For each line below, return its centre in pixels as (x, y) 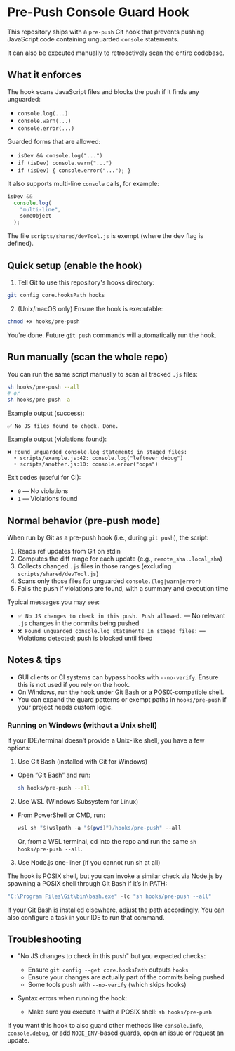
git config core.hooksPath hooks (56, 295)
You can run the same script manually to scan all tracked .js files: (102, 374)
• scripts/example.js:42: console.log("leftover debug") (99, 458)
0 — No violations (43, 491)
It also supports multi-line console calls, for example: (83, 183)
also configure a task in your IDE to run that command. (86, 917)
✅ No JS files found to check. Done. (63, 426)
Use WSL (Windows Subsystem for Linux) (78, 801)
